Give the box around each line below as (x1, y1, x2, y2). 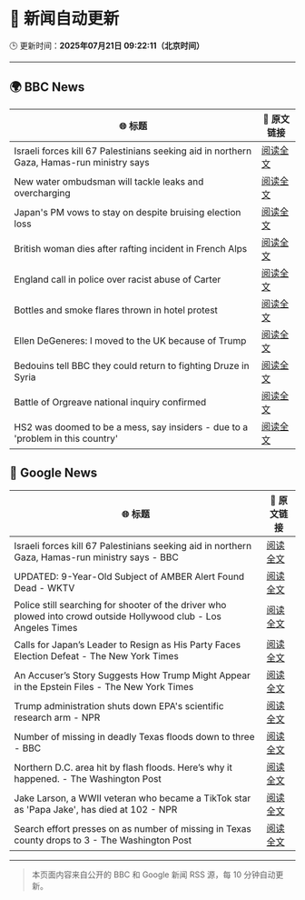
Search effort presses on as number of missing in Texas (14, 822, 252, 835)
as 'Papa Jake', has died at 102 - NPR (14, 803, 178, 815)
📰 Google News (9, 465, 98, 481)
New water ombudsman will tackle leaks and (14, 175, 204, 187)
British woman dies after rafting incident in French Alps (14, 242, 248, 255)
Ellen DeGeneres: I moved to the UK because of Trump (14, 334, 247, 346)
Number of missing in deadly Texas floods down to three (14, 730, 255, 743)
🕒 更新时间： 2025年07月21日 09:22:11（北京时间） (9, 40, 205, 51)
